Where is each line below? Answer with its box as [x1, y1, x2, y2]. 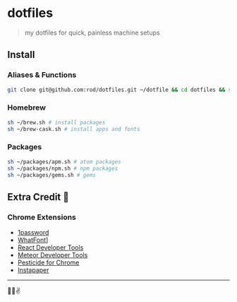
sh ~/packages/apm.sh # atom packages [7, 158, 121, 165]
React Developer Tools [17, 243, 84, 252]
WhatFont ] [17, 236, 49, 245]
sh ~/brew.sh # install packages [7, 119, 106, 126]
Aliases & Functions [7, 70, 77, 80]
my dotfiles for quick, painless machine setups [24, 28, 160, 37]
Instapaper [17, 266, 49, 274]
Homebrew [7, 103, 46, 112]
